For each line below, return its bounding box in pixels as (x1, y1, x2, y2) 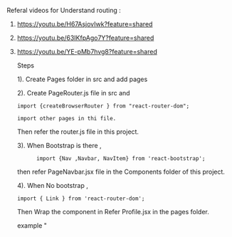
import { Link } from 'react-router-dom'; (16, 195, 145, 202)
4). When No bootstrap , (16, 181, 88, 189)
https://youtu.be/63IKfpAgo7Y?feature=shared (16, 33, 154, 42)
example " (16, 221, 47, 230)
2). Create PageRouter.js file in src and (16, 89, 130, 97)
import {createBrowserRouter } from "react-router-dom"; (16, 102, 190, 110)
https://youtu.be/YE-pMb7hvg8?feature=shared (16, 48, 157, 56)
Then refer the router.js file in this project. (16, 127, 139, 136)
